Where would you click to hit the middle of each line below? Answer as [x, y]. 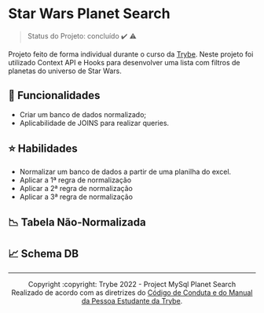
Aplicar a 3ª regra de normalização [76, 197]
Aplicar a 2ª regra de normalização [76, 188]
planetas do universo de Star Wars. [65, 71]
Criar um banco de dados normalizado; [83, 114]
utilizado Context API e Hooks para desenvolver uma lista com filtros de [124, 62]
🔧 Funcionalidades [54, 96]
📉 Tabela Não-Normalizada [77, 222]
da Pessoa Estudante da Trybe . [132, 300]
